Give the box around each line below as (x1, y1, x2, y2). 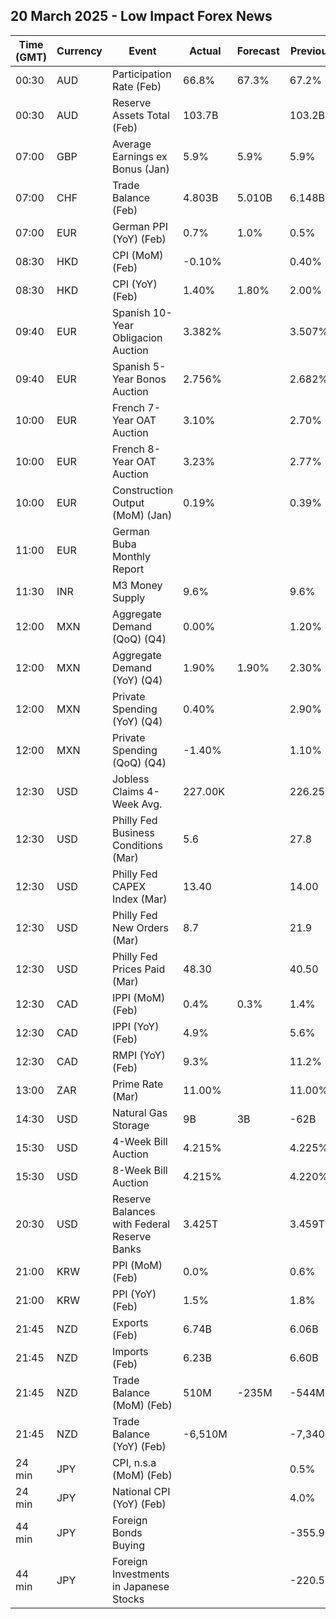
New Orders (111, 920, 169, 934)
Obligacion (111, 330, 163, 344)
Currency (56, 44, 103, 58)
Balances (111, 1204, 156, 1218)
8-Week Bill (111, 1163, 168, 1177)
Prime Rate (111, 1077, 164, 1091)
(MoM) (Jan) (111, 508, 173, 522)
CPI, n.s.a (111, 1455, 157, 1469)
